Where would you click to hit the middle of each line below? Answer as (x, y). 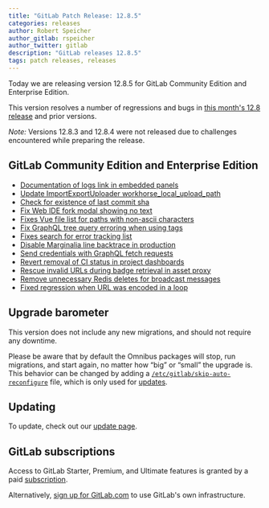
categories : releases (45, 23)
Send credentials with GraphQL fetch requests (97, 253)
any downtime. (33, 340)
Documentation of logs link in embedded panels (99, 185)
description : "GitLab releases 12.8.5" (75, 53)
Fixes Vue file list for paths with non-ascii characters (107, 219)
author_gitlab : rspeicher (51, 38)
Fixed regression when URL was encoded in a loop (104, 287)
